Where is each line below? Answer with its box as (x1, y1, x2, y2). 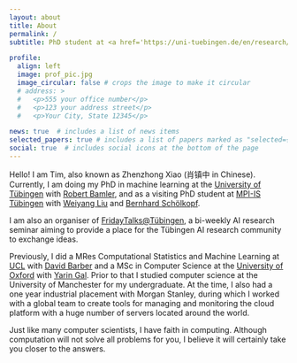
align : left (17, 62, 62, 71)
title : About (9, 21, 57, 30)
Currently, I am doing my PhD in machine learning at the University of (9, 179, 262, 189)
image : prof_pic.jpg (17, 70, 93, 80)
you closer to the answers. (9, 343, 106, 354)
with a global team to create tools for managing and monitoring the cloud (9, 297, 275, 308)
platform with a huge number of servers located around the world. (9, 307, 250, 318)
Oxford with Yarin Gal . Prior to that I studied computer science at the (9, 269, 259, 280)
